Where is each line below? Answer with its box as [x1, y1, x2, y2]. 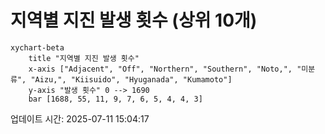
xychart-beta [10, 42, 65, 53]
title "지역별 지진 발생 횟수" [28, 53, 140, 63]
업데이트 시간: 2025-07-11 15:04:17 [10, 112, 150, 125]
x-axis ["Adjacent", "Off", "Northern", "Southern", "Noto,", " [28, 64, 302, 74]
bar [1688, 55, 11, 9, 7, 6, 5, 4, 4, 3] [28, 94, 203, 104]
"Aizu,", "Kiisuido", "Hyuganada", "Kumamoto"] [30, 74, 233, 85]
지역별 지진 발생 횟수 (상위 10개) [10, 9, 258, 32]
